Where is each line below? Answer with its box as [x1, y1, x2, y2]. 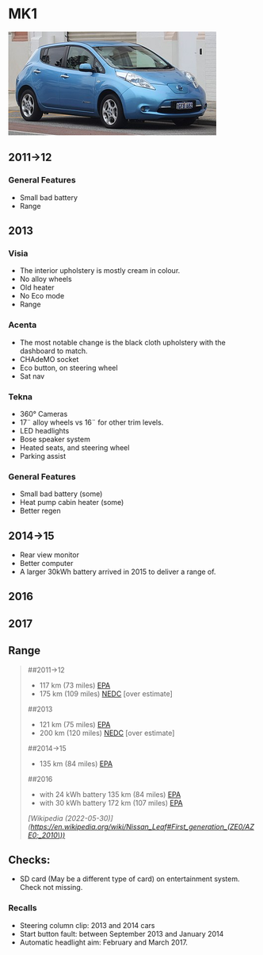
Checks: [8, 853, 51, 866]
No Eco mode [19, 291, 65, 301]
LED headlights [19, 426, 70, 435]
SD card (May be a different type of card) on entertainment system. [19, 874, 240, 884]
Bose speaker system [19, 434, 91, 444]
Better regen [19, 506, 61, 516]
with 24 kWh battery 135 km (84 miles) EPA [39, 789, 181, 799]
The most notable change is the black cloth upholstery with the [19, 337, 226, 347]
